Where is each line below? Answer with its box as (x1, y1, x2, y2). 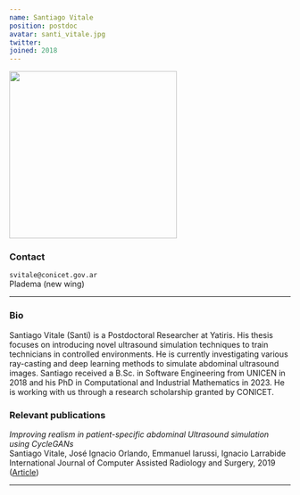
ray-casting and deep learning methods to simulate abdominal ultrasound (9, 358, 279, 368)
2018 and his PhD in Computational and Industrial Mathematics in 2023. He (9, 376, 286, 388)
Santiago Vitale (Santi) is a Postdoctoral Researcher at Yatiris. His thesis (9, 329, 274, 340)
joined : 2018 (9, 46, 58, 55)
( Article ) (9, 467, 39, 478)
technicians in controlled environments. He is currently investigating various (9, 349, 288, 359)
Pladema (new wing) (9, 278, 85, 290)
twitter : (9, 37, 42, 47)
